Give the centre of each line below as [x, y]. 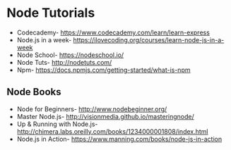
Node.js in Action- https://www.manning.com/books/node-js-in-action [119, 139]
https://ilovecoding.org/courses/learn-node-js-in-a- [149, 39]
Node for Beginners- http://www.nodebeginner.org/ [92, 109]
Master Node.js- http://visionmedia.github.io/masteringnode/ [106, 116]
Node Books [34, 92]
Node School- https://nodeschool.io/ [70, 55]
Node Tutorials [51, 13]
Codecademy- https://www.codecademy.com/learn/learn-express [113, 32]
